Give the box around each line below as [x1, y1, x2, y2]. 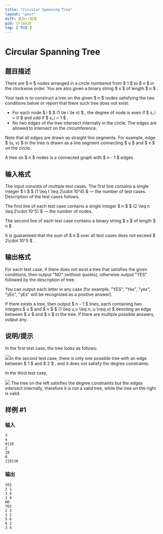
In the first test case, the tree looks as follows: [5, 345, 97, 351]
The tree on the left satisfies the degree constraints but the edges [11, 380, 143, 386]
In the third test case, [5, 370, 48, 376]
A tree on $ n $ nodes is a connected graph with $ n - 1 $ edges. [5, 155, 135, 160]
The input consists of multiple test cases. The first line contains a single [5, 183, 149, 189]
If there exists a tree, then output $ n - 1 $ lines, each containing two [5, 301, 142, 307]
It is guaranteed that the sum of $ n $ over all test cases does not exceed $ [5, 232, 156, 238]
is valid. [5, 390, 20, 396]
